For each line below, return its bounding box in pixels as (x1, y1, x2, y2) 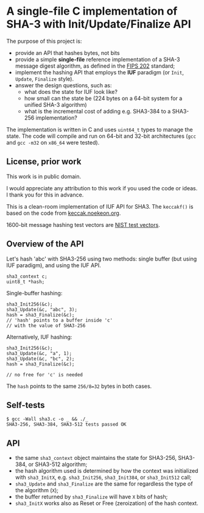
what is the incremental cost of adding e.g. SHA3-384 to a (24, 107, 171, 115)
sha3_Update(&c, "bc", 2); (6, 356, 75, 362)
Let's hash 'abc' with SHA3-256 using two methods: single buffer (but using (6, 255, 197, 262)
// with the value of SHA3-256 (6, 322, 86, 329)
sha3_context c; (6, 273, 47, 279)
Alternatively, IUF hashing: (6, 333, 72, 340)
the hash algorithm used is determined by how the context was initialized (15, 467, 199, 475)
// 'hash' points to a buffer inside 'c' (6, 317, 113, 323)
